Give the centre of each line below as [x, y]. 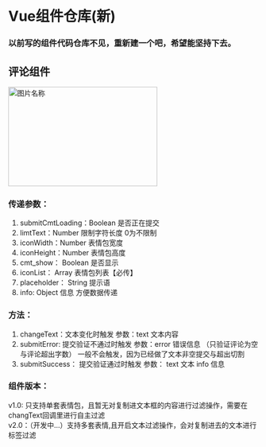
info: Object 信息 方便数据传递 [68, 293]
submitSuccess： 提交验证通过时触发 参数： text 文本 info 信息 [122, 363]
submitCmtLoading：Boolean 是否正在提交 [90, 223]
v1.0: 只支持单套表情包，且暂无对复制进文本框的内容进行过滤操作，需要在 [128, 405]
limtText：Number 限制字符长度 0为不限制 [88, 233]
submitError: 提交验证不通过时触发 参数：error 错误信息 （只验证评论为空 [139, 344]
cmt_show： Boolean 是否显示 [69, 262]
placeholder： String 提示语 [65, 282]
